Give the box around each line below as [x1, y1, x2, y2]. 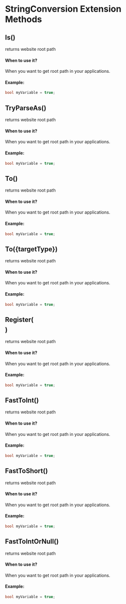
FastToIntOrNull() [5, 538, 59, 546]
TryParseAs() [5, 104, 47, 112]
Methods [5, 14, 42, 25]
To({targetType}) [5, 245, 58, 253]
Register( [5, 315, 34, 324]
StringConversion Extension [5, 3, 122, 15]
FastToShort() [5, 467, 48, 475]
